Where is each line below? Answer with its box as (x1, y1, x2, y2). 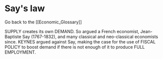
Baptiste (4, 34, 22, 39)
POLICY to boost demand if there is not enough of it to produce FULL (4, 44, 145, 50)
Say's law (4, 3, 45, 14)
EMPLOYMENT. (4, 49, 36, 55)
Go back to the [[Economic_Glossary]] (4, 19, 82, 25)
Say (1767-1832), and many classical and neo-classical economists (22, 34, 159, 39)
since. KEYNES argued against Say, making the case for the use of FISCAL (4, 39, 156, 44)
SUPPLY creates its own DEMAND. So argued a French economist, (4, 28, 140, 34)
